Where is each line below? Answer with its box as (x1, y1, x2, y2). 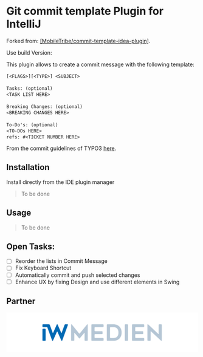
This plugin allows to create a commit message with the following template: (6, 61, 194, 68)
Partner (6, 296, 36, 307)
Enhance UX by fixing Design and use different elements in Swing (15, 278, 180, 285)
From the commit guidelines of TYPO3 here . (6, 144, 117, 152)
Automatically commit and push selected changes (15, 271, 140, 279)
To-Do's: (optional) (6, 121, 59, 128)
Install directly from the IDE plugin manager (6, 178, 115, 186)
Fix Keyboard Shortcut (15, 264, 72, 271)
